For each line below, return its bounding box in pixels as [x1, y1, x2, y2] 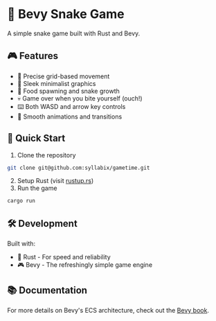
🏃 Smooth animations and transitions [17, 112, 123, 121]
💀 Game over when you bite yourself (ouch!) [17, 94, 143, 103]
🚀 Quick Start [7, 132, 66, 144]
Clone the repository [17, 150, 76, 159]
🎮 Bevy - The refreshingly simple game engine [17, 261, 153, 269]
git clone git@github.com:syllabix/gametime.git [7, 164, 150, 171]
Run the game [17, 184, 57, 193]
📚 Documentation [7, 284, 88, 296]
